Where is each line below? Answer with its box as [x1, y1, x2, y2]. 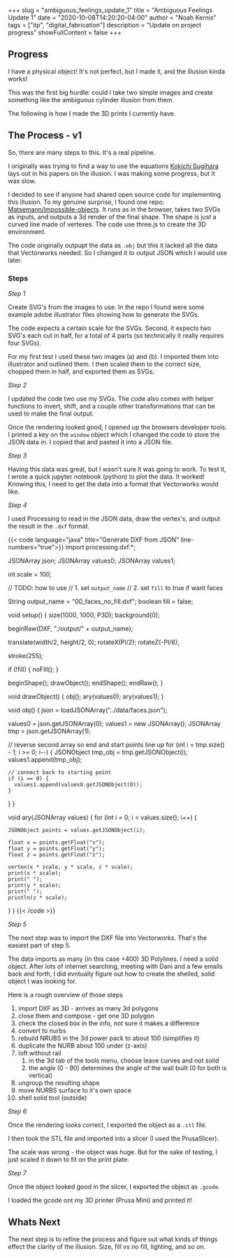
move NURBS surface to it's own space [17, 1086, 132, 1094]
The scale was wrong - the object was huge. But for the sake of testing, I [8, 1147, 217, 1156]
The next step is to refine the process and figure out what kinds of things [8, 1235, 218, 1243]
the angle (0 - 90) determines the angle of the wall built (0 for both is [28, 1063, 227, 1072]
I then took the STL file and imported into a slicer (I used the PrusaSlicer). [8, 1134, 219, 1142]
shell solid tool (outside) [17, 1093, 87, 1102]
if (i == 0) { [8, 774, 50, 782]
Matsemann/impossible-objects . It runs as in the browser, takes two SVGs [8, 205, 221, 213]
